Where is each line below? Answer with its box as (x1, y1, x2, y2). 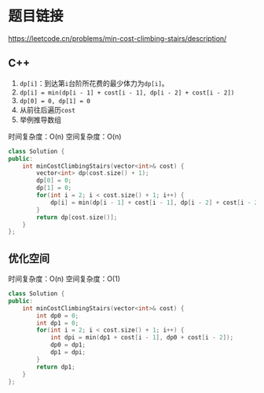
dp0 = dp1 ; (49, 341, 86, 349)
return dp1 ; (36, 363, 76, 371)
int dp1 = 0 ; (36, 319, 79, 327)
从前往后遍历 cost (19, 105, 76, 114)
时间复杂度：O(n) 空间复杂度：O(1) (8, 274, 120, 284)
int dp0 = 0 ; (36, 312, 79, 320)
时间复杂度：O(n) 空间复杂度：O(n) (8, 132, 122, 141)
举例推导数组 (19, 115, 61, 124)
